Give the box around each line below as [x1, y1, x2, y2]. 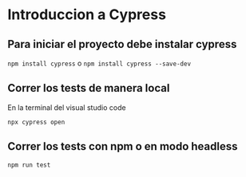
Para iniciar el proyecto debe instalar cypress [7, 37, 237, 51]
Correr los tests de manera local [7, 81, 170, 95]
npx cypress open [7, 118, 65, 126]
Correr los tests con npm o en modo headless [7, 140, 238, 153]
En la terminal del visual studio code [7, 102, 126, 112]
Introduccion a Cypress [7, 6, 167, 24]
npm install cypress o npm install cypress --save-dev [7, 58, 192, 68]
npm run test [7, 161, 51, 169]
